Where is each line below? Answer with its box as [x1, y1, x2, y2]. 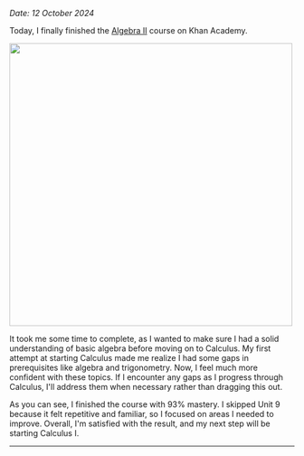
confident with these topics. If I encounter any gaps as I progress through [9, 372, 283, 383]
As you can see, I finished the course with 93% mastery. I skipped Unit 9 [9, 399, 280, 410]
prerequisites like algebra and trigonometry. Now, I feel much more [9, 362, 259, 373]
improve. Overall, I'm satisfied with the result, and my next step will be [9, 418, 271, 429]
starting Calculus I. [9, 428, 80, 438]
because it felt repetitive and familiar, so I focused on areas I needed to [9, 409, 274, 419]
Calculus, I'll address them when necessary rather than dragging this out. [9, 382, 283, 392]
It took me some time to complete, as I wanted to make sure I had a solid [9, 334, 280, 344]
